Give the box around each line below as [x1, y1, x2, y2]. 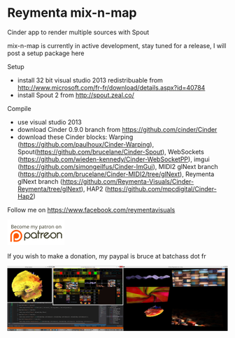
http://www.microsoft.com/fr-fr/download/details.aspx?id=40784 [17, 83, 206, 91]
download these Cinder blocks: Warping [17, 133, 134, 141]
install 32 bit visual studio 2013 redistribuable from [17, 75, 163, 84]
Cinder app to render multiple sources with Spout [7, 28, 150, 36]
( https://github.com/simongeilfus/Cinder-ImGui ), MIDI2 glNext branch [17, 162, 218, 170]
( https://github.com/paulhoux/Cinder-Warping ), [17, 140, 155, 148]
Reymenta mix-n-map [7, 5, 137, 21]
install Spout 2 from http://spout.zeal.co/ [17, 91, 135, 99]
